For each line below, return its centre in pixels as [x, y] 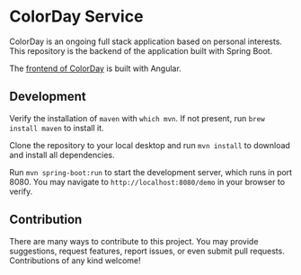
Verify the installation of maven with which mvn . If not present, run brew [137, 118]
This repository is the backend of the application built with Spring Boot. [141, 50]
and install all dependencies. [62, 155]
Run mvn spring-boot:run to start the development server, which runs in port [151, 172]
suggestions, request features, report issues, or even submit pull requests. [147, 251]
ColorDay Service [76, 17]
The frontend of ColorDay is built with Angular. [95, 68]
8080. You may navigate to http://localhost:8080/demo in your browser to [147, 182]
